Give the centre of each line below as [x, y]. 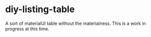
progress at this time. [27, 28]
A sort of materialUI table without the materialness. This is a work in [76, 23]
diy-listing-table [40, 9]
